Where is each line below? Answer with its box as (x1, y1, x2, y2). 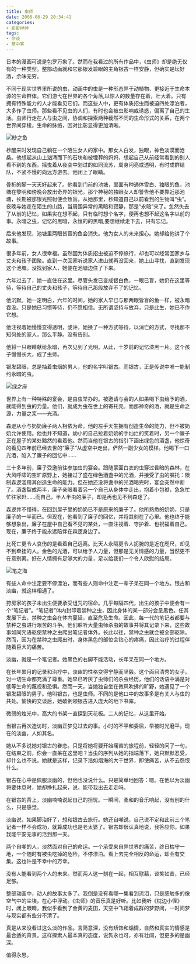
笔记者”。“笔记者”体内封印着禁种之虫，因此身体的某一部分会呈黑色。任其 (13, 606, 189, 613)
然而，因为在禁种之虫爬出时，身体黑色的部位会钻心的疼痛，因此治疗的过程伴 (6, 636, 190, 643)
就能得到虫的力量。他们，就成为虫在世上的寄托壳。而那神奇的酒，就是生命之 (6, 402, 190, 410)
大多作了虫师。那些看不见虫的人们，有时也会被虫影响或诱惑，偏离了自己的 (6, 107, 185, 114)
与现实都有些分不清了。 (6, 911, 62, 919)
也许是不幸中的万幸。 (21, 857, 73, 864)
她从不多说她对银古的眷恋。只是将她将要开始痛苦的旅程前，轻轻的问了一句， (6, 742, 190, 749)
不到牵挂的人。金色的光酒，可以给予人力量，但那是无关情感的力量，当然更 (6, 547, 185, 554)
